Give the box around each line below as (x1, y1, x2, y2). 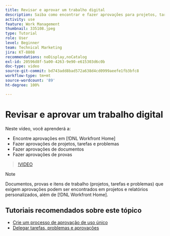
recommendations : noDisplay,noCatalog (5, 54, 87, 60)
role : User (5, 36, 28, 41)
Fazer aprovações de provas (12, 151, 72, 157)
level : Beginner (5, 40, 39, 45)
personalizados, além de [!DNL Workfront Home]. (5, 192, 108, 198)
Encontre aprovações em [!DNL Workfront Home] (12, 135, 116, 141)
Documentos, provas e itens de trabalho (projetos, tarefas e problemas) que (5, 180, 163, 187)
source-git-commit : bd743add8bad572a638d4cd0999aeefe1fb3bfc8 (5, 69, 139, 74)
